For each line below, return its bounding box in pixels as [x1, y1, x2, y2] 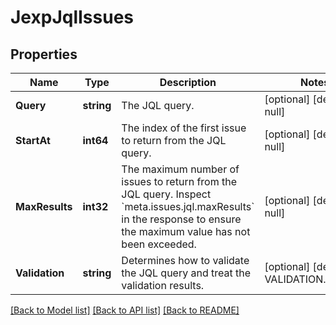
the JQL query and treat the [121, 266, 252, 280]
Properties [10, 46, 78, 63]
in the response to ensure [121, 212, 242, 226]
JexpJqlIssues [10, 6, 134, 29]
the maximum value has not [121, 225, 251, 238]
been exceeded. [121, 237, 197, 251]
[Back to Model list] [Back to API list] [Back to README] [10, 304, 240, 316]
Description [159, 76, 217, 89]
